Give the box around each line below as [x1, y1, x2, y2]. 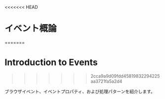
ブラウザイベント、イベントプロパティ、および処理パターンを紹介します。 [4, 88, 155, 94]
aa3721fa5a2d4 [90, 78, 123, 84]
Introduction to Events [4, 57, 98, 68]
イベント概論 [4, 23, 57, 34]
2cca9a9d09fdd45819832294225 [90, 73, 160, 79]
